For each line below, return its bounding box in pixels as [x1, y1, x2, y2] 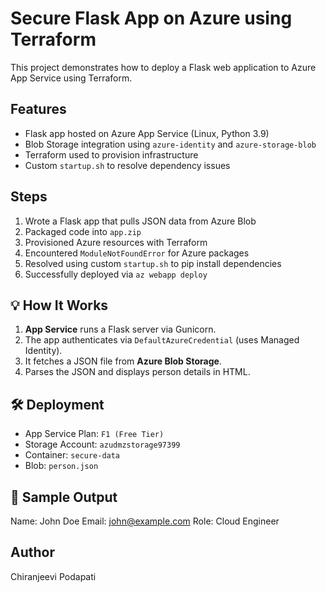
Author [10, 544, 55, 561]
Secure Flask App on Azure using [10, 7, 293, 30]
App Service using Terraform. [10, 72, 133, 84]
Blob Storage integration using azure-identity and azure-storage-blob [24, 138, 317, 150]
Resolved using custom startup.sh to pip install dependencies [24, 257, 282, 269]
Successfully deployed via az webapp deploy [24, 268, 208, 280]
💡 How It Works [10, 297, 109, 314]
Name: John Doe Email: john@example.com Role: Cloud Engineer [10, 515, 280, 527]
